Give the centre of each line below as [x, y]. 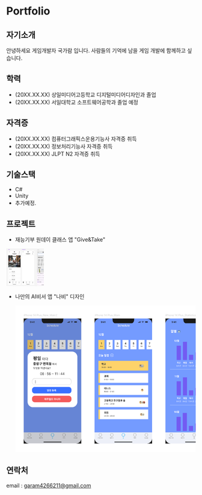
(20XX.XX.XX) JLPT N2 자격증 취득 [57, 154]
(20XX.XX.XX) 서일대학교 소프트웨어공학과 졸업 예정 [76, 102]
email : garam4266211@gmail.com [49, 485]
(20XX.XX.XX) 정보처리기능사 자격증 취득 [64, 146]
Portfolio [28, 11]
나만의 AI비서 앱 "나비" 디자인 [50, 296]
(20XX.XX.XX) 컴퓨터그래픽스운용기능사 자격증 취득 [76, 139]
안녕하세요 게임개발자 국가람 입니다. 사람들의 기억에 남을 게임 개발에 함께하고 [96, 50]
